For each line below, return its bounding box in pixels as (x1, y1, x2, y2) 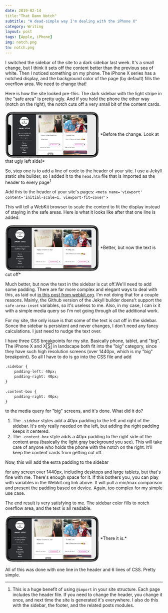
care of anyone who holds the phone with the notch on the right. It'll (12, 444, 152, 450)
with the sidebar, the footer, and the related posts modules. (12, 602, 134, 608)
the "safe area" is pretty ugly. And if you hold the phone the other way (5, 96, 150, 102)
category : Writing (5, 24, 43, 29)
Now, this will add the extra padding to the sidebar (5, 459, 109, 465)
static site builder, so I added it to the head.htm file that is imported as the (5, 173, 155, 179)
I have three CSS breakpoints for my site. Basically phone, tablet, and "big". (5, 338, 160, 344)
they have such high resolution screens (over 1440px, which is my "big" (5, 349, 153, 355)
